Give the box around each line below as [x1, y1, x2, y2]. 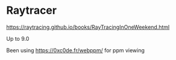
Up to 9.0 [6, 35, 30, 42]
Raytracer [6, 4, 57, 17]
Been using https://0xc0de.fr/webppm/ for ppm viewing [6, 46, 145, 54]
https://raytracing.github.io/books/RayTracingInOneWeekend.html [6, 23, 170, 31]
